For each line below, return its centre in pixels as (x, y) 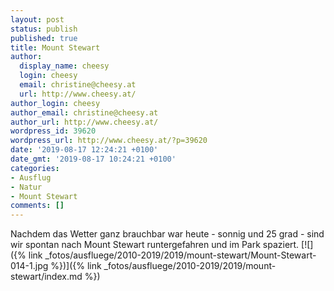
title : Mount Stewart (55, 47)
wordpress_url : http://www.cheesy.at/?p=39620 (109, 141)
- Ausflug (31, 177)
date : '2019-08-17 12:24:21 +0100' (84, 150)
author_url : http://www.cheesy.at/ (84, 122)
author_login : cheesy (55, 103)
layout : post (37, 19)
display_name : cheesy (64, 66)
